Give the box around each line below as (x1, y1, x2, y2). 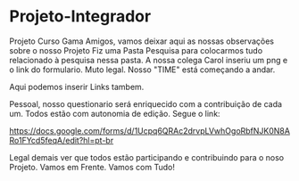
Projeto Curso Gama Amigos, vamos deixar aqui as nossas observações (9, 36, 275, 46)
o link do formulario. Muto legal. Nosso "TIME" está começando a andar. (9, 64, 276, 75)
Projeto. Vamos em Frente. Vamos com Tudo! (9, 161, 176, 172)
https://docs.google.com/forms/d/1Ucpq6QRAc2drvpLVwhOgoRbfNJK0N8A (9, 125, 290, 136)
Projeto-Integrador (9, 6, 152, 27)
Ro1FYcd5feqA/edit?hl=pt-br (9, 135, 114, 145)
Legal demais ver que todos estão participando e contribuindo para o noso (9, 152, 285, 162)
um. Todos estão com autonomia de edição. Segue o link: (9, 108, 220, 119)
